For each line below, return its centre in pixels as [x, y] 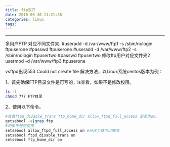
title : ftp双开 [20, 10]
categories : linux [25, 19]
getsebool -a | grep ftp [29, 121]
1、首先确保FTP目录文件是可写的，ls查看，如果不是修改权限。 [70, 82]
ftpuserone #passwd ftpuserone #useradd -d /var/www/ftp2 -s [71, 50]
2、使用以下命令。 [25, 107]
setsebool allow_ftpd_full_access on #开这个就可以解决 [62, 130]
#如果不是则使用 [20, 126]
